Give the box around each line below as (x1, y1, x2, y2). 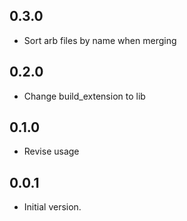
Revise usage (23, 145, 80, 158)
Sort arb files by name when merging (23, 34, 177, 46)
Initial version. (23, 201, 82, 213)
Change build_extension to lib (23, 90, 146, 102)
